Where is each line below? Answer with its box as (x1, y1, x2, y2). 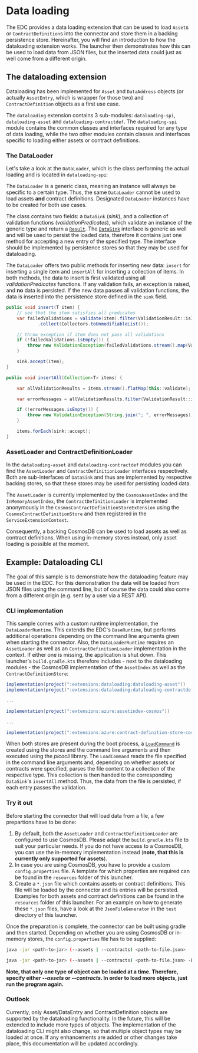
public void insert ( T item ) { (6, 305, 81, 311)
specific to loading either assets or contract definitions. (6, 137, 140, 144)
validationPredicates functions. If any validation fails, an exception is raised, (6, 281, 190, 288)
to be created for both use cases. (6, 202, 87, 209)
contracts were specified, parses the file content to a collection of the (6, 765, 176, 772)
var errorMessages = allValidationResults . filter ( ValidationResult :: (16, 396, 192, 402)
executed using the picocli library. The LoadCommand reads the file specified (6, 753, 187, 760)
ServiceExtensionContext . (6, 516, 69, 524)
